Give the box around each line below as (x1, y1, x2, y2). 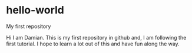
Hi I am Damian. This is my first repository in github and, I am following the (6, 34, 187, 41)
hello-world (6, 3, 65, 17)
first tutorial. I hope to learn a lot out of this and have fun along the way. (6, 40, 180, 47)
